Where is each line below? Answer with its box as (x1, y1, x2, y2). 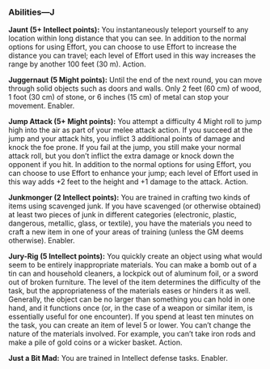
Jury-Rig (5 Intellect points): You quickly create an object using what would (8, 251, 263, 261)
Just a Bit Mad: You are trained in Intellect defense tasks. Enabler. (8, 354, 228, 363)
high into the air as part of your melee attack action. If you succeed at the (8, 125, 253, 135)
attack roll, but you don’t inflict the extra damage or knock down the (8, 151, 234, 161)
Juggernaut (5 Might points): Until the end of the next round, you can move (8, 75, 263, 85)
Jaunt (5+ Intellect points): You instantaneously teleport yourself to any (8, 25, 249, 35)
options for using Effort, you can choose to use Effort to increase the (8, 42, 237, 52)
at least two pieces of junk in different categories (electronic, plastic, (8, 210, 237, 220)
